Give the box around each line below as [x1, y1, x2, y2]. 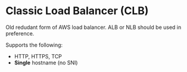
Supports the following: [5, 41, 63, 48]
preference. [5, 30, 35, 37]
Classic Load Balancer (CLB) [5, 4, 149, 18]
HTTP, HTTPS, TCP [14, 53, 62, 60]
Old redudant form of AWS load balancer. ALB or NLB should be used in [5, 24, 182, 31]
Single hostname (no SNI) [14, 59, 78, 66]
